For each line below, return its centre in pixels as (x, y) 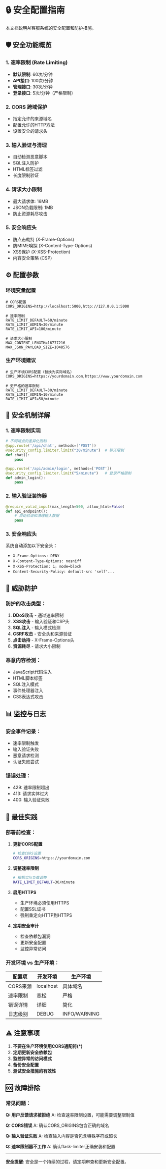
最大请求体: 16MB (30, 201)
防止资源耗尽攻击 (30, 213)
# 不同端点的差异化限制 (26, 441)
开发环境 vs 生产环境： (33, 962)
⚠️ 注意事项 (23, 1033)
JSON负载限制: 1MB (33, 207)
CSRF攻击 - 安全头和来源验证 (42, 634)
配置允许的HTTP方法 (34, 125)
